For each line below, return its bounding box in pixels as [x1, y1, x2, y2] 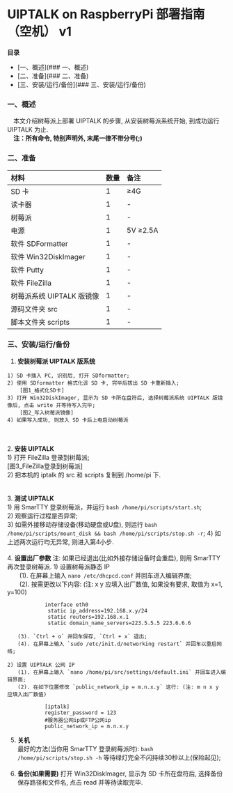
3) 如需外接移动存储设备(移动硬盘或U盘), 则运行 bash [7, 520, 158, 528]
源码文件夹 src [10, 304, 58, 314]
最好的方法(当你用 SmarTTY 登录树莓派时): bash [17, 744, 154, 753]
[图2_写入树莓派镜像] [19, 409, 74, 416]
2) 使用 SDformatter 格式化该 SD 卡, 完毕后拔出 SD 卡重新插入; [7, 379, 179, 387]
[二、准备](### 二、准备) [17, 71, 89, 80]
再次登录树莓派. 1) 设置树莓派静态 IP [7, 562, 110, 571]
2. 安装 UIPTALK [7, 444, 54, 453]
